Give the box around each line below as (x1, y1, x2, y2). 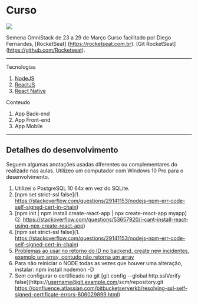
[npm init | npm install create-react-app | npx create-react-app (14, 209, 167, 216)
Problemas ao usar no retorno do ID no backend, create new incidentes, (14, 247, 190, 254)
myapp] (168, 209, 187, 216)
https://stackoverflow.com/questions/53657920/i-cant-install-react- (22, 216, 189, 223)
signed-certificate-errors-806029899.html (14, 290, 119, 298)
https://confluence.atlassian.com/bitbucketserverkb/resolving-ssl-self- (14, 285, 187, 292)
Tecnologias (6, 63, 36, 71)
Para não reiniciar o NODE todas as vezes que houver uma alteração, (14, 259, 183, 266)
